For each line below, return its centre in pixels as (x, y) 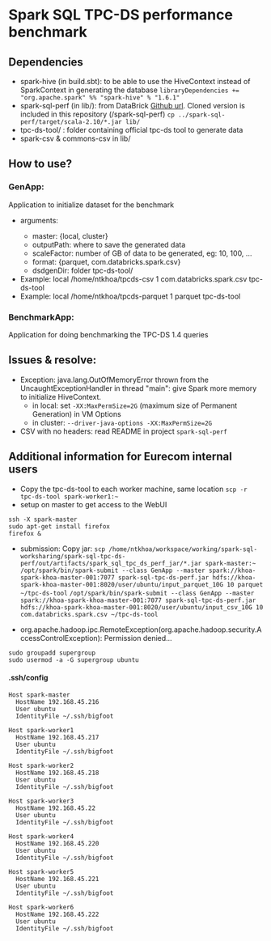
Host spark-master (39, 695)
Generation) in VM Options (76, 413)
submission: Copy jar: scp (63, 549)
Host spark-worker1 (41, 730)
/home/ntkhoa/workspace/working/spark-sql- (183, 549)
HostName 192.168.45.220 (57, 843)
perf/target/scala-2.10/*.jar (71, 122)
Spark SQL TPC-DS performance (121, 15)
